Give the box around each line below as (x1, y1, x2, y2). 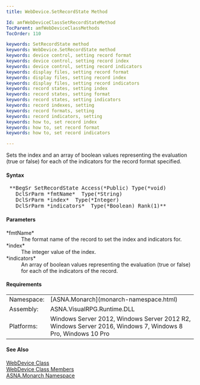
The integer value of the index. (21, 248, 96, 255)
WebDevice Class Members (6, 365, 74, 372)
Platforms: (9, 322, 37, 330)
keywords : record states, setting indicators (6, 97, 121, 103)
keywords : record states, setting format (6, 91, 111, 97)
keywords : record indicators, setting (6, 113, 102, 119)
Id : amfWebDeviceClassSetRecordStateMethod (6, 19, 116, 26)
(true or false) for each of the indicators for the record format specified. (6, 158, 182, 165)
